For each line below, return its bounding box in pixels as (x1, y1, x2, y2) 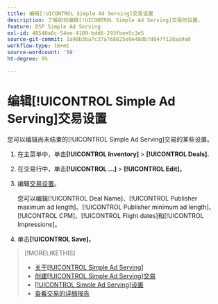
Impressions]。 (17, 220, 61, 228)
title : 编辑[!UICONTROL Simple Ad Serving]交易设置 (7, 10, 154, 17)
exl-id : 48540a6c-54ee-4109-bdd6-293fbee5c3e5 (7, 29, 144, 37)
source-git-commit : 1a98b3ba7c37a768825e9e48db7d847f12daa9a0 (7, 36, 191, 43)
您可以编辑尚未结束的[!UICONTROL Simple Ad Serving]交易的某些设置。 (7, 135, 214, 143)
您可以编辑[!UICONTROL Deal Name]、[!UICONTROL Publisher (17, 194, 198, 202)
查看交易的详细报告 (34, 289, 90, 297)
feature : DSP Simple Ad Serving (7, 23, 101, 30)
